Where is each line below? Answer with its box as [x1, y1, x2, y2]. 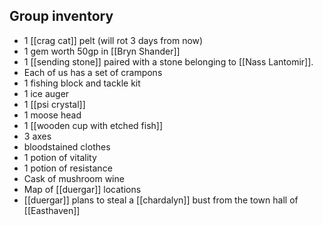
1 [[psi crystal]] [23, 98, 86, 110]
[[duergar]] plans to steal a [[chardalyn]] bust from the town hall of [23, 194, 299, 206]
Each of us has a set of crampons [23, 66, 163, 78]
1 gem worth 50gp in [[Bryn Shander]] [23, 45, 181, 57]
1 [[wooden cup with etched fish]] [23, 119, 164, 131]
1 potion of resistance [23, 162, 113, 174]
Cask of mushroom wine [23, 172, 125, 184]
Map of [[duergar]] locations [23, 183, 142, 195]
